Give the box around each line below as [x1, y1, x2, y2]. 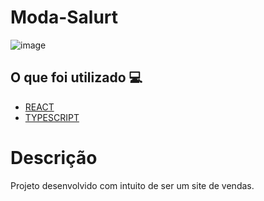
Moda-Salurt [10, 6, 119, 29]
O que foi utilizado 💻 [10, 69, 143, 86]
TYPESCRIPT [24, 111, 80, 123]
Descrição [10, 146, 98, 169]
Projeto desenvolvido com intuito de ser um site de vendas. [10, 179, 255, 191]
